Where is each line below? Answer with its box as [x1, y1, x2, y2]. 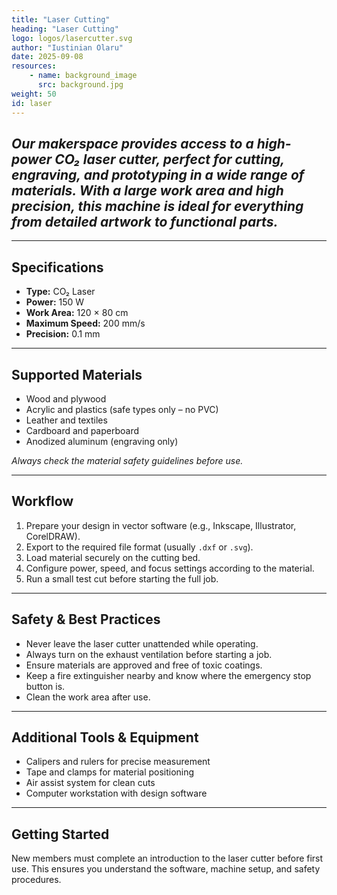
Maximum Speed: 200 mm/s [25, 317, 146, 330]
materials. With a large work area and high [11, 182, 284, 199]
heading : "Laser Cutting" [11, 24, 119, 34]
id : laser [11, 98, 53, 108]
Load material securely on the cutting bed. [25, 551, 201, 563]
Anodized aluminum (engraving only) [25, 435, 179, 447]
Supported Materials [11, 366, 143, 383]
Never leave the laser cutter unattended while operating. [25, 637, 259, 650]
